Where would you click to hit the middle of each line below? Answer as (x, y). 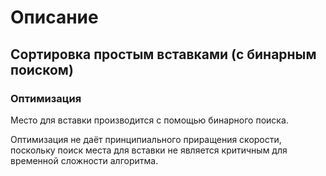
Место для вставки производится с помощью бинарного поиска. (149, 120)
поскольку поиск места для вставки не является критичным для (149, 150)
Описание (54, 17)
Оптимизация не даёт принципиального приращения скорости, (146, 139)
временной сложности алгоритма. (84, 160)
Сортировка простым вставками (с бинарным (163, 54)
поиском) (42, 69)
